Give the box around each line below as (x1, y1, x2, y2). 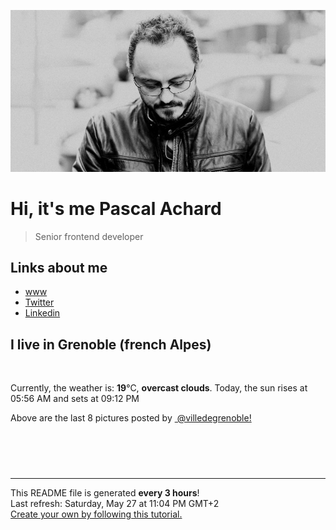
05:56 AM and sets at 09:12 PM (10, 393, 140, 405)
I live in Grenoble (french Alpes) (10, 336, 212, 353)
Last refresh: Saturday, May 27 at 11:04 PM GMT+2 (10, 498, 220, 510)
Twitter (24, 296, 55, 309)
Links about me (10, 259, 108, 276)
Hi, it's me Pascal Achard (10, 197, 222, 220)
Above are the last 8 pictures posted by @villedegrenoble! (10, 412, 252, 424)
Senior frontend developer (34, 230, 144, 242)
